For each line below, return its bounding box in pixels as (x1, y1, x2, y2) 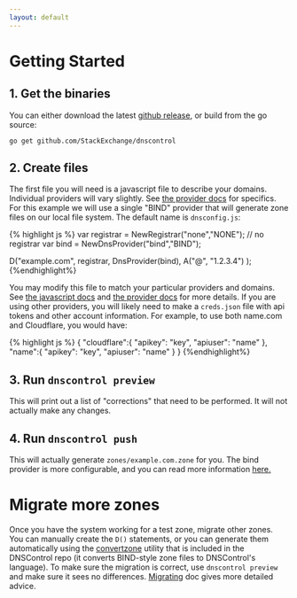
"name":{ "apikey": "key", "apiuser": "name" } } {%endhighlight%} (9, 346, 251, 357)
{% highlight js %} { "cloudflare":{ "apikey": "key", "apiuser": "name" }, (9, 338, 268, 348)
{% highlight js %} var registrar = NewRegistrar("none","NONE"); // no (9, 229, 264, 240)
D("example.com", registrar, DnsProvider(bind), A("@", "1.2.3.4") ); (9, 256, 252, 267)
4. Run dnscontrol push (9, 431, 137, 446)
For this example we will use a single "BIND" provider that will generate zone (9, 203, 289, 214)
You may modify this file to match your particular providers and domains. (9, 283, 275, 293)
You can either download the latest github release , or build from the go (9, 110, 268, 120)
